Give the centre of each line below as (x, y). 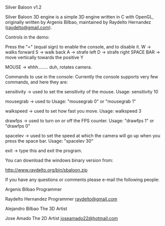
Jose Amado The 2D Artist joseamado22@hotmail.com (62, 218)
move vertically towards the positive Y (44, 57)
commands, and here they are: (37, 82)
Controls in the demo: (27, 37)
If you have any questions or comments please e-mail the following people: (82, 180)
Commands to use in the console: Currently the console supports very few (82, 77)
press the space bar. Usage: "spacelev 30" (49, 141)
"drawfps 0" (18, 126)
